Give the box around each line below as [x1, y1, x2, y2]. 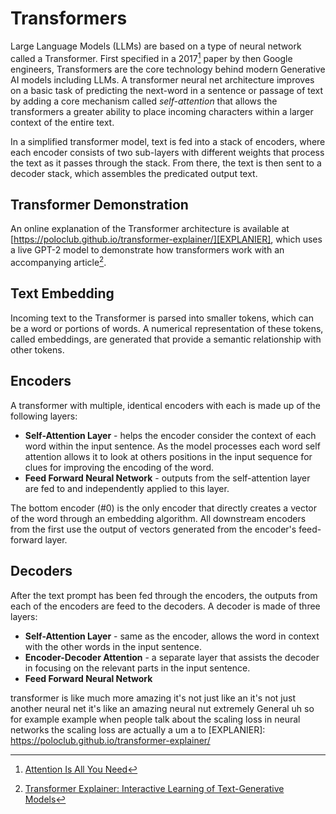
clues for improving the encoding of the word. [24, 461, 215, 473]
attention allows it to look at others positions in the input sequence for [24, 450, 313, 462]
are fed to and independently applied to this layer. [24, 482, 230, 494]
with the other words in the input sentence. [24, 640, 203, 652]
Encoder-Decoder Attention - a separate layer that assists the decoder [24, 651, 320, 663]
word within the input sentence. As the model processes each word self [24, 440, 321, 452]
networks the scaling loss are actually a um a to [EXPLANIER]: [10, 723, 266, 736]
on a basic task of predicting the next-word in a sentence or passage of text [10, 84, 324, 96]
